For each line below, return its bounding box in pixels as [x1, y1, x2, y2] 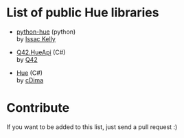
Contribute [6, 100, 70, 116]
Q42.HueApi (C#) [16, 48, 66, 56]
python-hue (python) [16, 27, 76, 36]
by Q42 [16, 55, 38, 63]
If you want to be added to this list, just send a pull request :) [6, 122, 178, 131]
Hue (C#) [16, 69, 43, 77]
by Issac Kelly [16, 34, 56, 43]
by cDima [16, 76, 44, 84]
